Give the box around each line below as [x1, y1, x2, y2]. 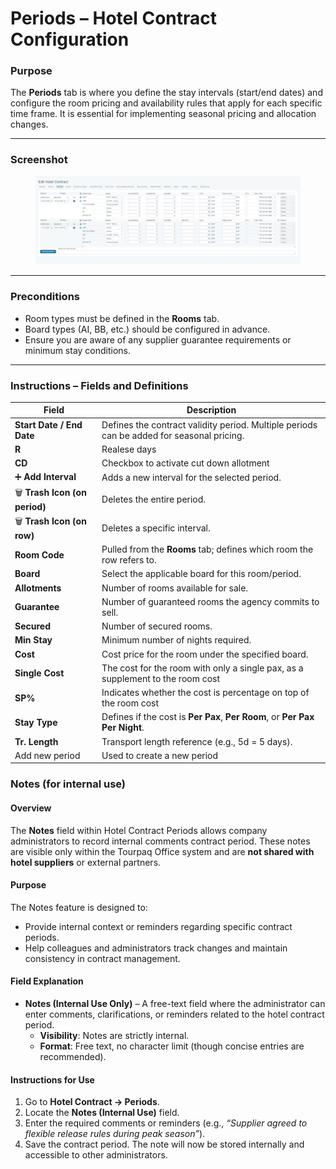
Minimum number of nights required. [101, 634, 252, 646]
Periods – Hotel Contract [10, 7, 218, 30]
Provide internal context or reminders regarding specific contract [24, 920, 293, 932]
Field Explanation [10, 975, 84, 987]
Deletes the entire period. [101, 493, 207, 505]
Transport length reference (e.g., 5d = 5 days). [101, 735, 293, 747]
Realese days [101, 443, 157, 455]
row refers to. [101, 554, 157, 566]
